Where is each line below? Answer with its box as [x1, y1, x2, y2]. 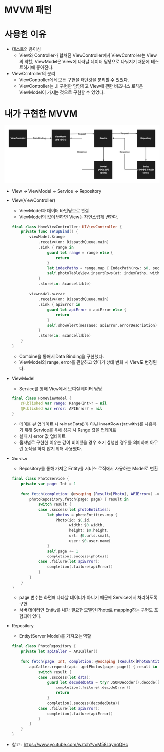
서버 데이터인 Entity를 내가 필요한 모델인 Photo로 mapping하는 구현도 [19, 607, 153, 613]
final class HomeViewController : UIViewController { [11, 224, 122, 229]
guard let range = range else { [47, 250, 113, 255]
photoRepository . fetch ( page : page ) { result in [29, 497, 129, 502]
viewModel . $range [29, 234, 65, 239]
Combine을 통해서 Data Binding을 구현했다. [19, 353, 104, 359]
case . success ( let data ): [38, 675, 91, 680]
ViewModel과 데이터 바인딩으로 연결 [19, 207, 89, 213]
